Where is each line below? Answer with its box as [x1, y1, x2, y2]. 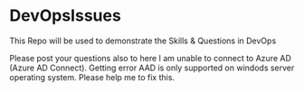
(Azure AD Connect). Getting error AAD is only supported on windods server [9, 62, 295, 73]
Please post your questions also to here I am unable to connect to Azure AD [9, 52, 291, 63]
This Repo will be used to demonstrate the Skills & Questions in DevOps [9, 35, 277, 46]
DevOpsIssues [9, 5, 122, 26]
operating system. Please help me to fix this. [9, 71, 175, 82]
